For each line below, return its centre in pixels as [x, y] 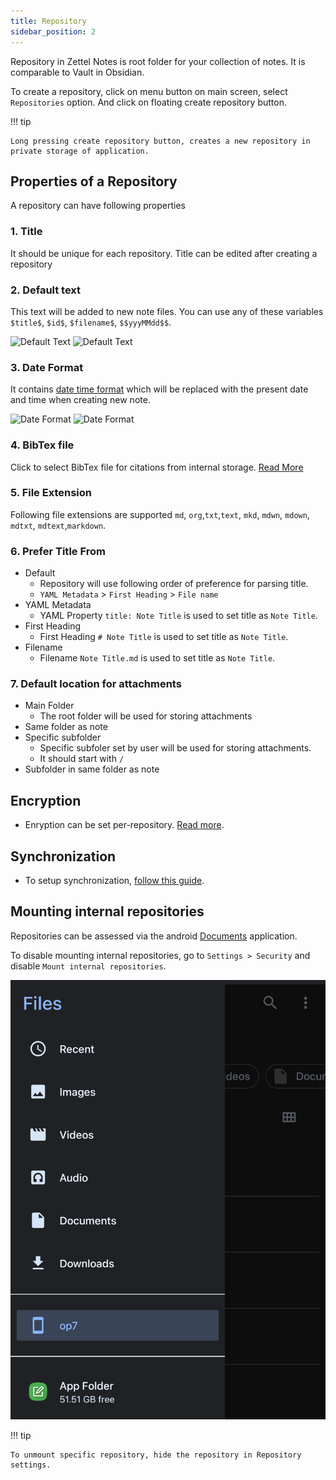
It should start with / [82, 759]
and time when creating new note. [80, 400]
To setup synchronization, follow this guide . [114, 881]
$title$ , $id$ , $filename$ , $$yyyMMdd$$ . [91, 322]
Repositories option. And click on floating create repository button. [148, 102]
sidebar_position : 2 [53, 31]
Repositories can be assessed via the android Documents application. [154, 936]
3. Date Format [47, 367]
